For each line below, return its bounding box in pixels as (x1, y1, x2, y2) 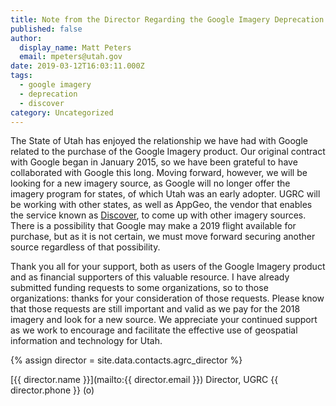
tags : (10, 71, 33, 81)
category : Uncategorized (10, 107, 114, 118)
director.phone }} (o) (10, 384, 95, 396)
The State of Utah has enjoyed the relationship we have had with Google (10, 135, 308, 147)
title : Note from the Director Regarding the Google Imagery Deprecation (10, 14, 325, 25)
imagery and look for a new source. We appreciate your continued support (10, 314, 318, 326)
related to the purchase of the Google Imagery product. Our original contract (10, 146, 326, 158)
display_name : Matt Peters (19, 42, 132, 53)
